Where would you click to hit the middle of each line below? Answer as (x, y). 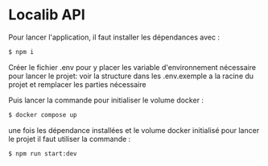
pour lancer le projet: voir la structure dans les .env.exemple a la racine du (131, 76)
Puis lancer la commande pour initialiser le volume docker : (106, 100)
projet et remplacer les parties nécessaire (77, 84)
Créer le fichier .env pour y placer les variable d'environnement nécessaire (132, 67)
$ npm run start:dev (43, 154)
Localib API (47, 15)
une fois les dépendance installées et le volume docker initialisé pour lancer (134, 130)
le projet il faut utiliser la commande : (70, 139)
